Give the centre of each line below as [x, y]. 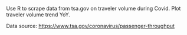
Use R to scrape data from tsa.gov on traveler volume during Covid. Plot [93, 8]
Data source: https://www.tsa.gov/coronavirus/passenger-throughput [91, 26]
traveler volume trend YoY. [38, 15]
